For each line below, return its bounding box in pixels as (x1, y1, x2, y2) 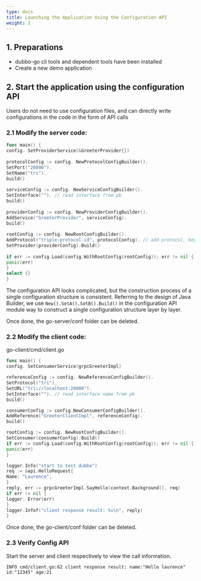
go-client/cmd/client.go (6, 346, 65, 354)
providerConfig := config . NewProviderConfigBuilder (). (6, 209, 148, 215)
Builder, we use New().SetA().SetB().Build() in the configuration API (6, 300, 178, 307)
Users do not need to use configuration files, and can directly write (6, 107, 172, 114)
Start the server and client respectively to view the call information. (6, 552, 172, 559)
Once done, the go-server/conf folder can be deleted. (6, 318, 139, 325)
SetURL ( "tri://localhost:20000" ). (6, 385, 93, 391)
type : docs (6, 8, 33, 15)
